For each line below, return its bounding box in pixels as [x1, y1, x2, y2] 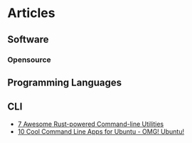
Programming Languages [7, 76, 122, 88]
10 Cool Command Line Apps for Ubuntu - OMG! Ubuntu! [17, 127, 185, 136]
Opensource [7, 55, 51, 65]
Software [7, 33, 49, 46]
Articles [7, 5, 55, 21]
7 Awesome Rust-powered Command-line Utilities [17, 120, 164, 128]
